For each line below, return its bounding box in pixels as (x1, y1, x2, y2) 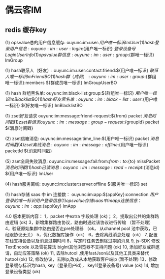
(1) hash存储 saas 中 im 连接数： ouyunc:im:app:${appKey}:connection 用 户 (5, 192, 159, 197)
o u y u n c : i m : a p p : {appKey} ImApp (5, 203, 76, 209)
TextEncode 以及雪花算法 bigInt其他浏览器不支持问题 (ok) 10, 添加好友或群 (5, 244, 156, 250)
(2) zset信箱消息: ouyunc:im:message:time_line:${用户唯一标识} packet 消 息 (5, 136, 159, 141)
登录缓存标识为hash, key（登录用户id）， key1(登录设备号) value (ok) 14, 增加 (5, 262, 160, 268)
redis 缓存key (5, 26, 47, 34)
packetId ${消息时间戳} (5, 148, 52, 154)
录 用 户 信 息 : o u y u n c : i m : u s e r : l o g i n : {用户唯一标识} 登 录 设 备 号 (5, 46, 136, 52)
